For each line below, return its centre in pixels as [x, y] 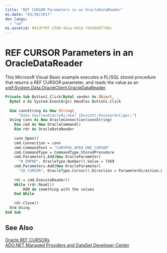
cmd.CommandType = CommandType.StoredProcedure [64, 152]
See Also [19, 228]
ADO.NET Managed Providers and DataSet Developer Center [67, 245]
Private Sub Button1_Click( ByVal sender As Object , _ [62, 97]
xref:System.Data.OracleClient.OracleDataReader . [56, 88]
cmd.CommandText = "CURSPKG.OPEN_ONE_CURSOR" [62, 148]
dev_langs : [16, 19]
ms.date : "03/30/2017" [29, 14]
